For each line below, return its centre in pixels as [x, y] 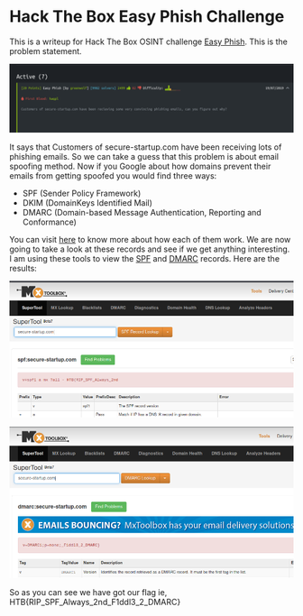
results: [23, 268]
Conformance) [49, 222]
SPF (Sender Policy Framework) [82, 193]
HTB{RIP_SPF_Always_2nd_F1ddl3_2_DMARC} [95, 602]
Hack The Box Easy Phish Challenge [147, 17]
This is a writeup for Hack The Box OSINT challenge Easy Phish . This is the [149, 41]
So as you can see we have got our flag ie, [88, 593]
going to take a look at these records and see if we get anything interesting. [150, 249]
